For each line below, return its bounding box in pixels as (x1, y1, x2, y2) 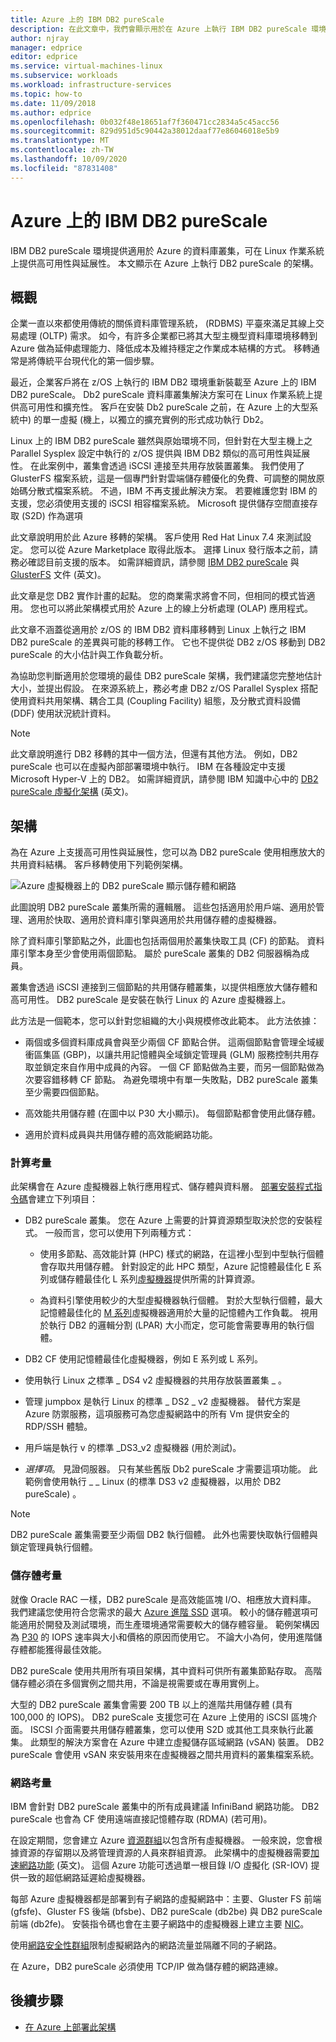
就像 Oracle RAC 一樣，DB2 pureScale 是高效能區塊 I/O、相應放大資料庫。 (10, 1593, 317, 1605)
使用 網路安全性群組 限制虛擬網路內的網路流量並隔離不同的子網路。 (10, 1939, 282, 1951)
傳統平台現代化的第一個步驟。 (36, 355, 160, 367)
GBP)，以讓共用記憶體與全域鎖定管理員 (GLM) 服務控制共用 (65, 1049, 311, 1061)
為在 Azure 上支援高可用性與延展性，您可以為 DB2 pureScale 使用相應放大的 (10, 846, 325, 858)
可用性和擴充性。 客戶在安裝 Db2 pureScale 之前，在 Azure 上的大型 (27, 401, 310, 413)
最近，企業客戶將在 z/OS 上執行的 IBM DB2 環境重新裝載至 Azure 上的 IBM (10, 376, 317, 388)
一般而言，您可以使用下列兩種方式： (44, 1227, 195, 1239)
